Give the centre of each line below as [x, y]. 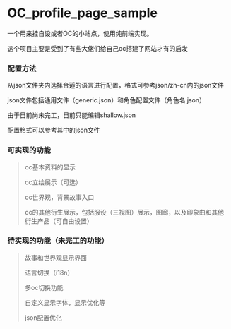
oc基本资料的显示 [50, 167]
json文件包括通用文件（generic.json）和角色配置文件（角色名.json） [107, 100]
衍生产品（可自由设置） [59, 221]
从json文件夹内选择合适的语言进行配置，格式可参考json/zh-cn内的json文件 [116, 85]
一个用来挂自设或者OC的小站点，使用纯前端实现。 [80, 33]
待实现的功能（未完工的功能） [58, 241]
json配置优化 [43, 317]
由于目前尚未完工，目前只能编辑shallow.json [72, 115]
